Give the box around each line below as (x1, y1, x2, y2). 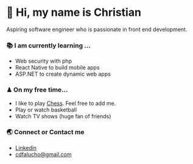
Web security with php (15, 57, 72, 65)
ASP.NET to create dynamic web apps (15, 70, 111, 78)
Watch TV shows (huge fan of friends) (15, 112, 111, 119)
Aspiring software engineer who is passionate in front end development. (6, 26, 188, 33)
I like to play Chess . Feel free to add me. (15, 99, 116, 107)
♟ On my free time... (6, 85, 68, 94)
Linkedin (15, 144, 37, 151)
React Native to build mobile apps (15, 64, 100, 71)
